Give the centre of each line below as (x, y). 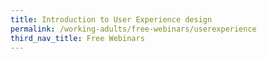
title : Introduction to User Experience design (111, 19)
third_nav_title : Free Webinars (77, 38)
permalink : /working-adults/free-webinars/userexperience (133, 29)
